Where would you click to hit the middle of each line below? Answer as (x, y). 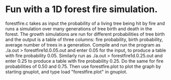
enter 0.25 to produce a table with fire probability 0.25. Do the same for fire (84, 61)
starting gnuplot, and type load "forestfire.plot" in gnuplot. (66, 71)
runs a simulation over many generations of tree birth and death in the (79, 28)
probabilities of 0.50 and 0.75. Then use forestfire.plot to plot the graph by (83, 66)
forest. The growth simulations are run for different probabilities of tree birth (85, 34)
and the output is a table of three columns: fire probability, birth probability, (84, 39)
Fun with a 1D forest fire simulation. (82, 9)
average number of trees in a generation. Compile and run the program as (83, 45)
